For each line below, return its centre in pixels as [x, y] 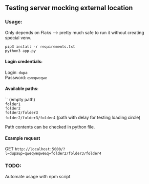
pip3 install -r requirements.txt [40, 46]
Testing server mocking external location [69, 8]
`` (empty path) [20, 100]
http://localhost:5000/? [40, 149]
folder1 [13, 104]
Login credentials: [24, 62]
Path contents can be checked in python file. [50, 127]
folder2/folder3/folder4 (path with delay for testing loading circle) [73, 118]
